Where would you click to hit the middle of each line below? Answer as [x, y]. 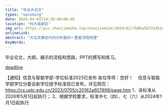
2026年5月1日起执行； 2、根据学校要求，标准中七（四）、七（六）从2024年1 [83, 96]
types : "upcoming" [24, 14]
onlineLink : [17, 33]
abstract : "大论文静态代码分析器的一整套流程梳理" [52, 38]
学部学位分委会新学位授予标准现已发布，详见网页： [58, 83]
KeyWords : [15, 42]
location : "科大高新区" [28, 24]
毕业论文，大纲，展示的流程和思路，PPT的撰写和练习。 [62, 57]
